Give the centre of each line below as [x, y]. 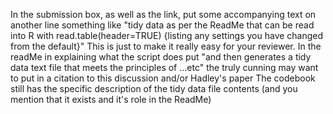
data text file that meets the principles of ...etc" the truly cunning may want [164, 67]
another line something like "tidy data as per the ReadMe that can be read [162, 25]
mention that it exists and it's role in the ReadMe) [111, 99]
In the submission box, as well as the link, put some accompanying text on [163, 14]
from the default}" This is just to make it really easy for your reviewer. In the [166, 46]
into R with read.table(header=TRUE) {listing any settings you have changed [167, 35]
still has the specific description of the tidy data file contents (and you [154, 88]
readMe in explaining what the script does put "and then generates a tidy [161, 57]
